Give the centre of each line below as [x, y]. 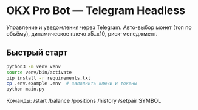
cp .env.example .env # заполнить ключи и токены [72, 83]
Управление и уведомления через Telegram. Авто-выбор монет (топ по [99, 27]
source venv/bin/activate [39, 72]
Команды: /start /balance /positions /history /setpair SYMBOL [84, 101]
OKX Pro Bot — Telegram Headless [96, 11]
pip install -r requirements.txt [49, 78]
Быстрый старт [37, 53]
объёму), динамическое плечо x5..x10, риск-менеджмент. [82, 33]
